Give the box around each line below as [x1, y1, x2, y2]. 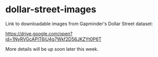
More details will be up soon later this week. [5, 46, 99, 52]
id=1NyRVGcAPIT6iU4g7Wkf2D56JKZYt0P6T [5, 36, 102, 42]
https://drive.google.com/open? [5, 30, 73, 36]
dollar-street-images [5, 4, 97, 15]
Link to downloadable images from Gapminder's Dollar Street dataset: [5, 21, 153, 27]
